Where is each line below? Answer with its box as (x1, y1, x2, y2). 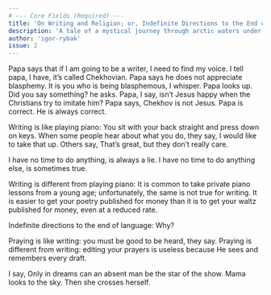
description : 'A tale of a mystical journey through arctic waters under (8, 27, 262, 35)
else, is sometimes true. (8, 164, 88, 173)
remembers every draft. (8, 253, 87, 263)
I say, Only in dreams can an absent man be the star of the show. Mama (8, 269, 246, 279)
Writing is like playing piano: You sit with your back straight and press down (8, 123, 260, 132)
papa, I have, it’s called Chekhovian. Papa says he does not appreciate (8, 73, 243, 82)
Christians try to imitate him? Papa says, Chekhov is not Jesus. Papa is (8, 98, 244, 108)
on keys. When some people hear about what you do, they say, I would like (8, 131, 257, 141)
